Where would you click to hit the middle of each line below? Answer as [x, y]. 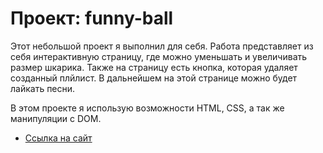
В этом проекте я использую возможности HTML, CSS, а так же [147, 108]
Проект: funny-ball [92, 18]
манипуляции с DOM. [56, 118]
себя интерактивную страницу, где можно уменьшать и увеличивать [159, 56]
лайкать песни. [43, 88]
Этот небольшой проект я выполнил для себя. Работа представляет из [162, 46]
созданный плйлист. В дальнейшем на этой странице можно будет [154, 78]
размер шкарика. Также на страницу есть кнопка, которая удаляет [154, 67]
